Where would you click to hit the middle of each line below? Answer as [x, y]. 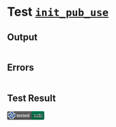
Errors [20, 68]
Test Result [31, 99]
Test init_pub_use [58, 12]
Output [22, 37]
